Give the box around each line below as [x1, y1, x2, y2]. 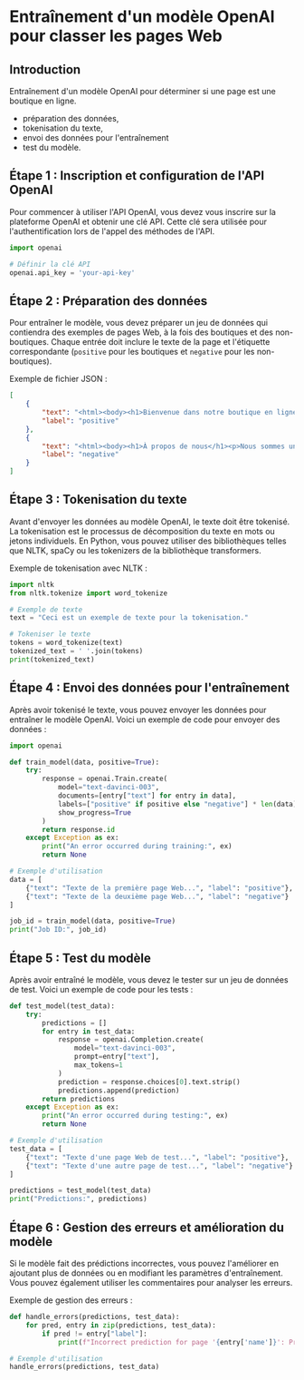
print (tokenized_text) [9, 655, 95, 664]
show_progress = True [57, 807, 131, 817]
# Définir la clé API [9, 259, 91, 269]
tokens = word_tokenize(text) [9, 638, 124, 648]
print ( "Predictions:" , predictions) [9, 1195, 147, 1204]
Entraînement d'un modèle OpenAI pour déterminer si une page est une [9, 86, 276, 96]
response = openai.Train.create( [42, 774, 168, 784]
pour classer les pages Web [9, 25, 223, 46]
